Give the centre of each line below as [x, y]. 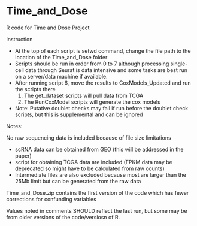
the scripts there [35, 89]
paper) [23, 156]
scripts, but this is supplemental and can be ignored [79, 114]
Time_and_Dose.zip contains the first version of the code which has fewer [98, 192]
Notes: [14, 126]
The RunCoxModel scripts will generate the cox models [92, 102]
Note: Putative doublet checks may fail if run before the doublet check [101, 108]
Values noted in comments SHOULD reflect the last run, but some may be [97, 210]
